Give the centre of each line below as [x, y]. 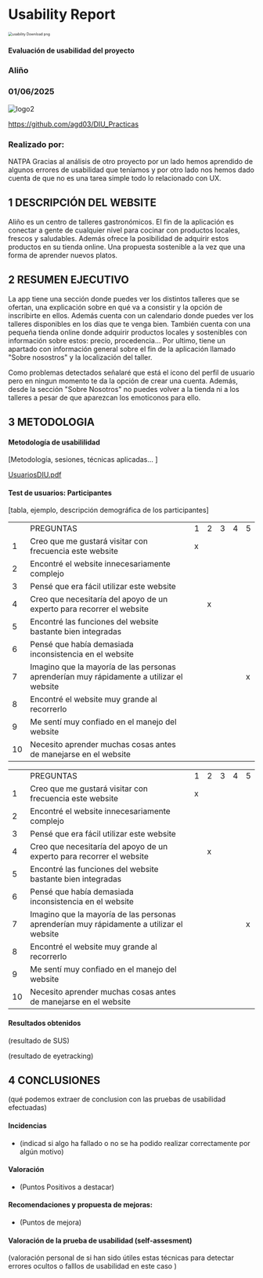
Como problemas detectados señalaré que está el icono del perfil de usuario [131, 372]
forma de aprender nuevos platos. [63, 255]
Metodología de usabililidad [54, 442]
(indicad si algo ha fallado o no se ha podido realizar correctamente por [135, 1143]
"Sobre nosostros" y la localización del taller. [80, 357]
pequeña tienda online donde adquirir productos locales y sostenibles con [128, 332]
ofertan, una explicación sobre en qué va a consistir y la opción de [115, 307]
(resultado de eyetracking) [51, 1056]
